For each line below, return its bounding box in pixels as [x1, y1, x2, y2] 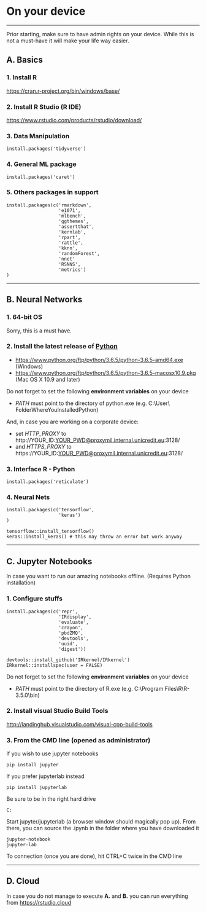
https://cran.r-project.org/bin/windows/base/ [6, 87, 120, 95]
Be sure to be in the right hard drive [6, 795, 96, 803]
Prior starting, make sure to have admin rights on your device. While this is [6, 30, 194, 37]
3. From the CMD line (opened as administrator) [6, 736, 151, 744]
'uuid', [58, 640, 78, 647]
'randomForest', [58, 250, 100, 256]
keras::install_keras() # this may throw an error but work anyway [6, 533, 183, 540]
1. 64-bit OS [6, 313, 43, 321]
